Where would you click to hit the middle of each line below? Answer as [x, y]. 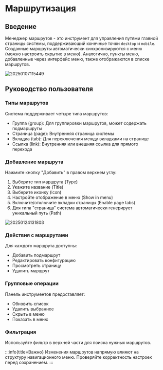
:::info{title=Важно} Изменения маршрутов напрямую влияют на [72, 352]
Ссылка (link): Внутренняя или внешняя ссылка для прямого [75, 144]
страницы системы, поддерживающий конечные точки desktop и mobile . [80, 44]
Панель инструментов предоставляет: [45, 294]
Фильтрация [21, 332]
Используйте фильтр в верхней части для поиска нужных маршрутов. [78, 342]
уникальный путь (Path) [37, 213]
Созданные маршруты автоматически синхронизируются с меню [74, 49]
